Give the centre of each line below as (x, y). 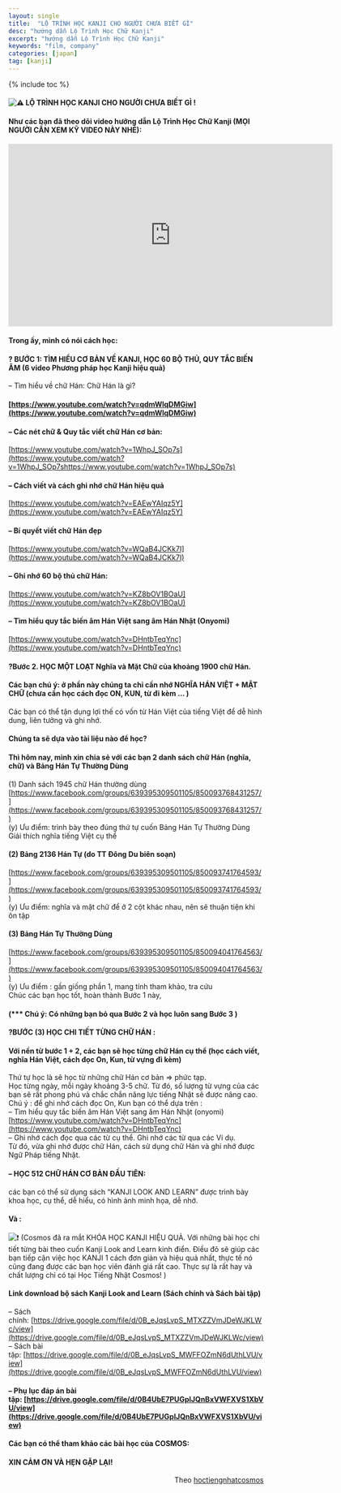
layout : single (34, 16)
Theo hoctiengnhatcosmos (219, 1480)
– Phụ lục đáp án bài (43, 1390)
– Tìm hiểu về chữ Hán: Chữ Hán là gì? (72, 385)
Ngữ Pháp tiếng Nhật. (45, 1155)
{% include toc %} (39, 84)
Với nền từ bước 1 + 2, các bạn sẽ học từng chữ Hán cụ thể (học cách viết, (134, 1051)
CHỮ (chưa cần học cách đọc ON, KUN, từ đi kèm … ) (99, 694)
